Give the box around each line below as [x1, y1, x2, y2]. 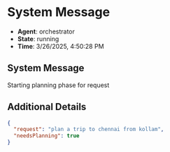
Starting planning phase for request [7, 81, 110, 89]
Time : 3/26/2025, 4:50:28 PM [17, 42, 104, 50]
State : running [17, 34, 59, 43]
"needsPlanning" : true [13, 132, 80, 139]
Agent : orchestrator [17, 27, 76, 36]
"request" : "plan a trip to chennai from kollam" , [13, 126, 164, 133]
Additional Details [7, 101, 87, 113]
